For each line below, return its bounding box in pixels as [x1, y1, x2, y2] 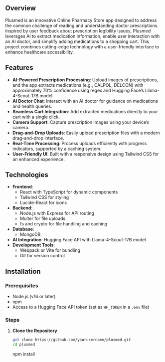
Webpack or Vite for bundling [19, 247, 81, 253]
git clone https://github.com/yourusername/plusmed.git [12, 338, 131, 343]
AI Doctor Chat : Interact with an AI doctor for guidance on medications [12, 98, 159, 104]
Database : [12, 226, 34, 232]
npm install [12, 351, 35, 357]
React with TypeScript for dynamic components [19, 189, 118, 195]
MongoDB [19, 231, 41, 237]
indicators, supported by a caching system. [12, 146, 102, 152]
